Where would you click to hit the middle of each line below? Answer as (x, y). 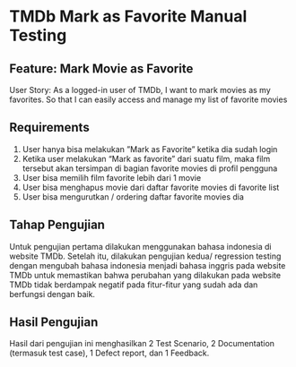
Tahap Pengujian (57, 225)
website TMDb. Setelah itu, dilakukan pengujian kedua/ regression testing (145, 256)
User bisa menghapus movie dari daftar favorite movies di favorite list (151, 187)
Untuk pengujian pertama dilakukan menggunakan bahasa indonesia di (140, 246)
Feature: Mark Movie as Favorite (101, 68)
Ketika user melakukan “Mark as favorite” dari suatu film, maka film (146, 158)
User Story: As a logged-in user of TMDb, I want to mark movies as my (140, 90)
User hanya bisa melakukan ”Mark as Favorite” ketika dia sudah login (150, 149)
